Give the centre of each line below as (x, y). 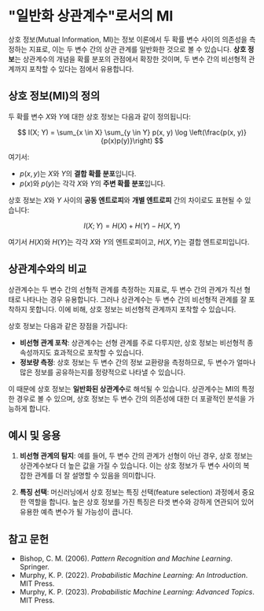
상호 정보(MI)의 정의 (54, 96)
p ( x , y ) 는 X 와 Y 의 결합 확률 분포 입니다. (78, 173)
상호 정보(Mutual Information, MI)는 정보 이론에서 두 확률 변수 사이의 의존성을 (128, 39)
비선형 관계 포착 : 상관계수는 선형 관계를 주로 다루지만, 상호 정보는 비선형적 (132, 342)
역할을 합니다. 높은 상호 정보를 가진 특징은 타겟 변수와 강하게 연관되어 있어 (141, 502)
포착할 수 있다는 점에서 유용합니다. (81, 68)
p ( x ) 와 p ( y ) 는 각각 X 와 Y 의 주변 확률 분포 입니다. (92, 183)
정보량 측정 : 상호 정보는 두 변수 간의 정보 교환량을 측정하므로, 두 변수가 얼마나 (137, 362)
